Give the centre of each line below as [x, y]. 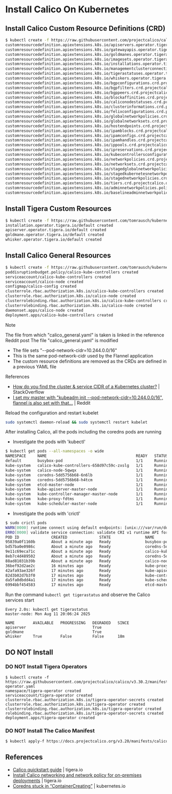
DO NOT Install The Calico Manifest [50, 730]
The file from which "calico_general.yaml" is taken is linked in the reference [85, 335]
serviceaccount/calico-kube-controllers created [58, 277]
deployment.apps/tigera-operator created [50, 718]
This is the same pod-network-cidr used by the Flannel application [83, 355]
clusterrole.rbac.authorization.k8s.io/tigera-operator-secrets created [84, 700]
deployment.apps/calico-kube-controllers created [59, 315]
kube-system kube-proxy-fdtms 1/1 [74, 499]
